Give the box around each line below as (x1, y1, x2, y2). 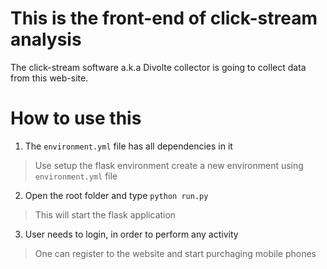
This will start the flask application (34, 208, 177, 221)
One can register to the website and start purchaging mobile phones (34, 247, 317, 259)
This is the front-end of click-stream (10, 7, 318, 30)
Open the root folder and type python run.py (24, 189, 209, 201)
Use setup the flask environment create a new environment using (34, 159, 304, 171)
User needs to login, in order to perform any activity (24, 228, 239, 240)
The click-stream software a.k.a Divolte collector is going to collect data (10, 61, 307, 73)
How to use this (10, 107, 142, 130)
